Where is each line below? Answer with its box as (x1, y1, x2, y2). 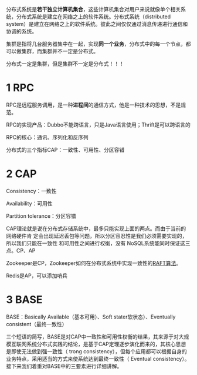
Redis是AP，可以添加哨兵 (6, 272, 67, 279)
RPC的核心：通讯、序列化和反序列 (6, 134, 89, 141)
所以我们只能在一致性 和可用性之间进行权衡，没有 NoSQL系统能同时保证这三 (6, 240, 191, 247)
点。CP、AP (6, 247, 36, 254)
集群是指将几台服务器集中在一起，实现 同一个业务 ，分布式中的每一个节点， (6, 41, 186, 47)
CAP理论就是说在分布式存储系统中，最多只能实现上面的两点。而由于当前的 (6, 225, 186, 232)
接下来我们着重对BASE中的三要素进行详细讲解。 (6, 362, 123, 370)
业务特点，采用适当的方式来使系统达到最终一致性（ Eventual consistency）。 (6, 355, 190, 362)
